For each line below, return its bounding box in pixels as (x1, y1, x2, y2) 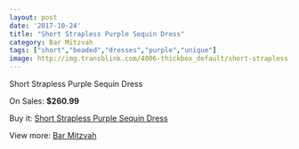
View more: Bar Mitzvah (9, 130, 97, 140)
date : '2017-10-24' (9, 21, 82, 30)
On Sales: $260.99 (9, 96, 80, 106)
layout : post (9, 12, 58, 22)
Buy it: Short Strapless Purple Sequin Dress (9, 113, 168, 123)
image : (9, 54, 34, 63)
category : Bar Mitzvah (9, 37, 93, 47)
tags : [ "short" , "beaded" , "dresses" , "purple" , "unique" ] (9, 46, 217, 55)
